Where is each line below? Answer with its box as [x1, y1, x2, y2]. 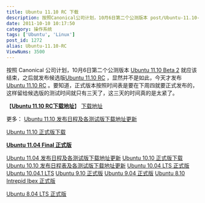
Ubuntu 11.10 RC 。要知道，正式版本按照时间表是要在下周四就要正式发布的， [6, 81, 198, 89]
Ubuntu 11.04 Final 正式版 [6, 141, 72, 149]
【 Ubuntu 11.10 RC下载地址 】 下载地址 [6, 102, 103, 109]
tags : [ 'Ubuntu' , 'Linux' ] [6, 32, 75, 38]
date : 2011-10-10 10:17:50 [6, 20, 75, 26]
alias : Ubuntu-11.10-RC [6, 43, 67, 50]
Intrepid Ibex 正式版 [6, 177, 56, 184]
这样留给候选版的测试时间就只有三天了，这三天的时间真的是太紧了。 [6, 89, 178, 97]
